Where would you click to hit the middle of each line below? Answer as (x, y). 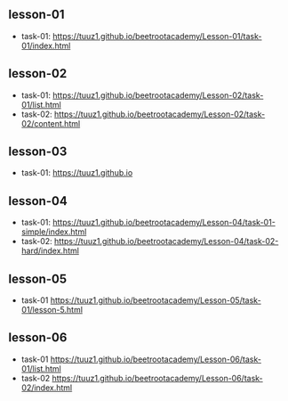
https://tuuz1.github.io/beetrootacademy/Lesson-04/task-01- (164, 223)
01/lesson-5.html (52, 310)
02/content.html (51, 123)
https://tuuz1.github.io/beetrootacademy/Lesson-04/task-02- (166, 241)
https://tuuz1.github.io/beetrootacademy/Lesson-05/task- (156, 300)
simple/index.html (54, 232)
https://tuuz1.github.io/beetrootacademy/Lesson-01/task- (157, 36)
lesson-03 (38, 152)
